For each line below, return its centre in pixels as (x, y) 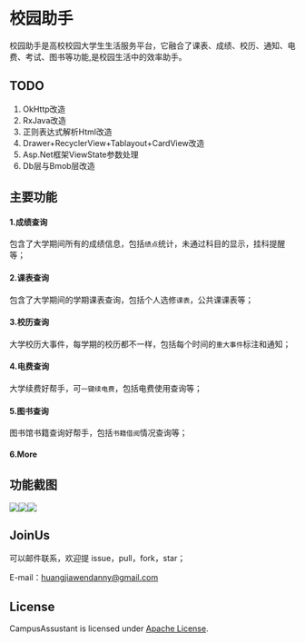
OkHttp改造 (44, 109)
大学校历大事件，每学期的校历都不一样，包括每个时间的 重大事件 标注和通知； (150, 344)
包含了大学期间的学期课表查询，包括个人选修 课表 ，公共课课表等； (132, 300)
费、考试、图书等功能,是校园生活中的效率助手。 (98, 56)
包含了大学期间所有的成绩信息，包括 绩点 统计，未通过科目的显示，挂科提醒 (148, 244)
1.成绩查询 (29, 222)
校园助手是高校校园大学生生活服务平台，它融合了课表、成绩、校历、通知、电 (152, 45)
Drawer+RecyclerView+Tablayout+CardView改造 (113, 143)
